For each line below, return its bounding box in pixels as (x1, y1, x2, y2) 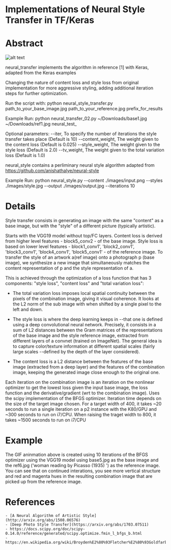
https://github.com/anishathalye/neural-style (5, 168, 99, 174)
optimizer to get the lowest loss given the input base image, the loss (5, 385, 148, 391)
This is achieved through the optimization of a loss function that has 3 (5, 275, 152, 281)
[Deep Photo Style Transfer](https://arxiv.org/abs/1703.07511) (10, 522, 149, 527)
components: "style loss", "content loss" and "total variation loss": (5, 281, 144, 287)
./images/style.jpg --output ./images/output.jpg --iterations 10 (5, 183, 135, 189)
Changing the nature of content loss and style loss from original (5, 80, 139, 86)
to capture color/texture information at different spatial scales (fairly (12, 343, 155, 349)
